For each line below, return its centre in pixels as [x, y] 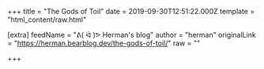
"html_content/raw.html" [47, 20]
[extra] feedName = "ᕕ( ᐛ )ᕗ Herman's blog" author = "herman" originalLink [132, 35]
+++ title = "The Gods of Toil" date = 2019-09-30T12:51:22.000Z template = [131, 11]
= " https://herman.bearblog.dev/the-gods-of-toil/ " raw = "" [104, 43]
